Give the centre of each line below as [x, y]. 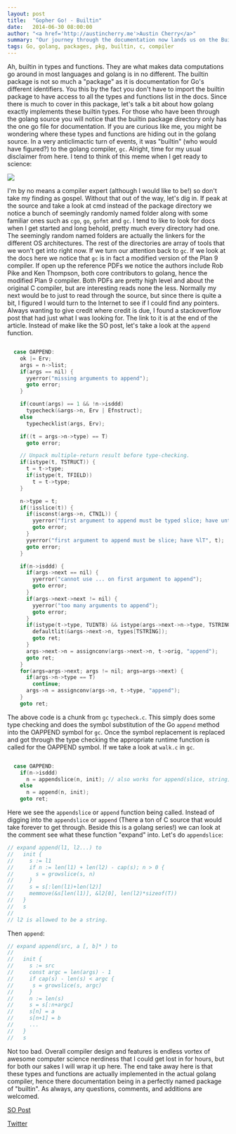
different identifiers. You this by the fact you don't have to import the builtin [116, 89]
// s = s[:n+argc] [40, 1005]
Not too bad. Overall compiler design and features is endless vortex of [109, 1051]
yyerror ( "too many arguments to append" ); [96, 605]
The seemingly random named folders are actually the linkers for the [106, 236]
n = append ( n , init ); [58, 792]
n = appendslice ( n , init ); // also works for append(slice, [116, 779]
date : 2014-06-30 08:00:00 [50, 27]
